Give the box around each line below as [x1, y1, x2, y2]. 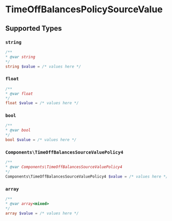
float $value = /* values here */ [5, 101, 79, 106]
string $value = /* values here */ [5, 64, 81, 69]
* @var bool [5, 128, 31, 133]
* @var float [5, 91, 33, 96]
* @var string [5, 54, 36, 59]
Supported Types [5, 24, 62, 33]
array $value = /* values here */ [5, 211, 79, 216]
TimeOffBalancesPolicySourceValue [5, 4, 163, 15]
